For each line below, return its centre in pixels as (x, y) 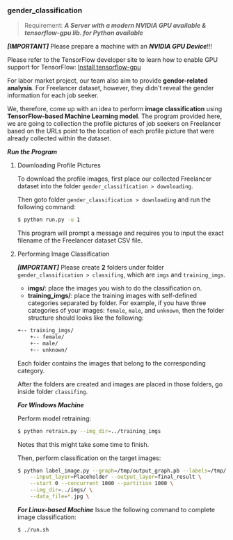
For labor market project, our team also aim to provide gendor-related (107, 81)
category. (31, 370)
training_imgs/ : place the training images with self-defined (112, 296)
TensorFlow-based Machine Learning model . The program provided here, (115, 116)
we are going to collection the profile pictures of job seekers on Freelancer (114, 124)
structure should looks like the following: (86, 318)
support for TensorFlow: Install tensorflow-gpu (74, 67)
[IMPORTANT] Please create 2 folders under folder (91, 268)
